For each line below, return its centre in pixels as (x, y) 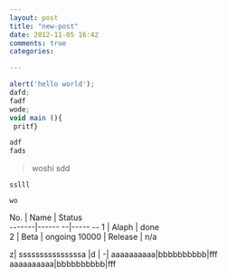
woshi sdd (51, 168)
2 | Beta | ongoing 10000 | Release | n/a (83, 237)
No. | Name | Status (46, 217)
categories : (32, 52)
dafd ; (19, 92)
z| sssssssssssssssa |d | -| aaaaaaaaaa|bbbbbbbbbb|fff (113, 254)
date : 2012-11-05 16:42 (54, 34)
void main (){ (36, 118)
